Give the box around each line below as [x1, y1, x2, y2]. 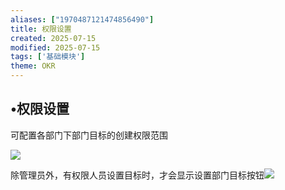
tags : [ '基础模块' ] [10, 52, 86, 62]
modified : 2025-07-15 [10, 42, 101, 53]
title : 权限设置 [10, 24, 72, 34]
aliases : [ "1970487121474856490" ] [10, 14, 155, 25]
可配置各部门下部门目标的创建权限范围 [10, 129, 168, 141]
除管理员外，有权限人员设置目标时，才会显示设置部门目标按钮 [10, 169, 265, 181]
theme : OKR [10, 61, 56, 71]
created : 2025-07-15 [10, 33, 97, 43]
